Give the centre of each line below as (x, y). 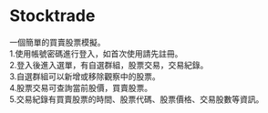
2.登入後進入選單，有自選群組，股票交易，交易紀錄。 (109, 65)
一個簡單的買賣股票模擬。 (57, 42)
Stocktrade (52, 16)
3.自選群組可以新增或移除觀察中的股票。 (85, 76)
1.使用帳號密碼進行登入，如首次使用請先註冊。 (96, 53)
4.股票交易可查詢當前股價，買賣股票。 (81, 87)
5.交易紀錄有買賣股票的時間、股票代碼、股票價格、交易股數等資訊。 (137, 99)
